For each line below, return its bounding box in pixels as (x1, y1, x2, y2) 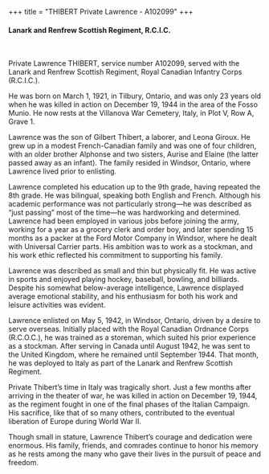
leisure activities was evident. (8, 300, 106, 310)
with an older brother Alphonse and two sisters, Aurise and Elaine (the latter (8, 149, 259, 159)
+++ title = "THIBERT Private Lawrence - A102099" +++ (8, 7, 194, 16)
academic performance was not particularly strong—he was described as (8, 199, 252, 209)
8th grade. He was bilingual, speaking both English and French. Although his (8, 190, 261, 200)
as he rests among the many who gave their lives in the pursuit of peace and (8, 449, 261, 459)
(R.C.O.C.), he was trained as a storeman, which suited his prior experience (8, 333, 256, 342)
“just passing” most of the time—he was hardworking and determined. (8, 208, 241, 218)
